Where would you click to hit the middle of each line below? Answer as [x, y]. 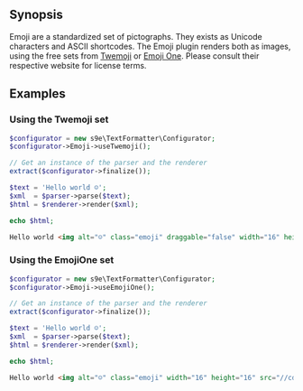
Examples [37, 94]
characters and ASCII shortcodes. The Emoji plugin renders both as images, [150, 46]
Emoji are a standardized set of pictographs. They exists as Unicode [136, 36]
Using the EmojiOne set [62, 260]
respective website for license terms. [78, 65]
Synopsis [36, 15]
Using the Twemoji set [59, 119]
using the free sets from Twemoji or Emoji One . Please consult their [134, 56]
